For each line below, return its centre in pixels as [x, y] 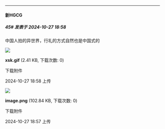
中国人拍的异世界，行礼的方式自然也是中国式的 [52, 40]
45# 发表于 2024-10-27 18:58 [36, 27]
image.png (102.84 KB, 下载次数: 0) [41, 101]
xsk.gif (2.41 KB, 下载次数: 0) [35, 60]
